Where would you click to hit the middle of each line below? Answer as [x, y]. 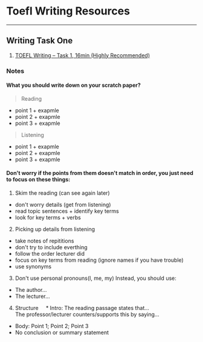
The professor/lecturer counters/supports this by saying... [87, 314]
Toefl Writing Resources [68, 11]
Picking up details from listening [55, 229]
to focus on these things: [38, 180]
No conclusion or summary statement [62, 332]
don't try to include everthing [51, 247]
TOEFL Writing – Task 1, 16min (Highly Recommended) [82, 55]
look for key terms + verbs [48, 218]
